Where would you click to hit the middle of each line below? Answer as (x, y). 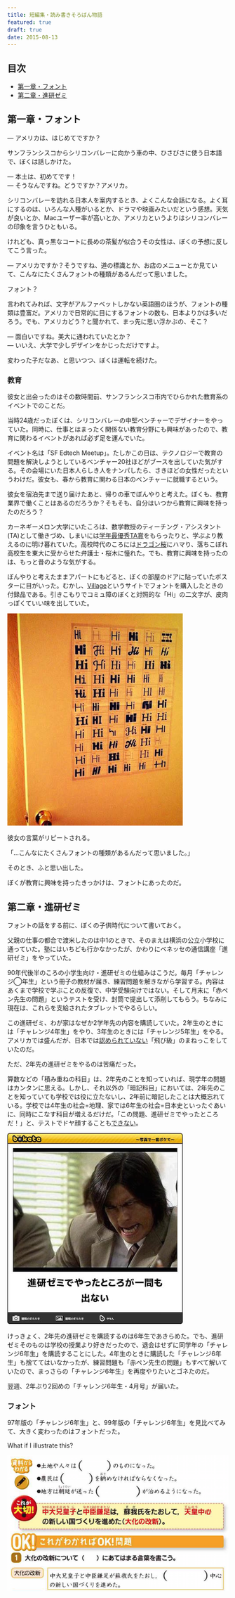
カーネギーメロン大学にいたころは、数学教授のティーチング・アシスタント (115, 527)
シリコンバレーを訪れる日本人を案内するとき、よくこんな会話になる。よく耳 (118, 200)
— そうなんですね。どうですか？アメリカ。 (69, 185)
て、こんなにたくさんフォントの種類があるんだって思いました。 (99, 273)
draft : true (25, 30)
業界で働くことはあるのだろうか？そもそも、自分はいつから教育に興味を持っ (117, 503)
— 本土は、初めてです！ (42, 176)
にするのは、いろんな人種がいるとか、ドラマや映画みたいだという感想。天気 (118, 209)
